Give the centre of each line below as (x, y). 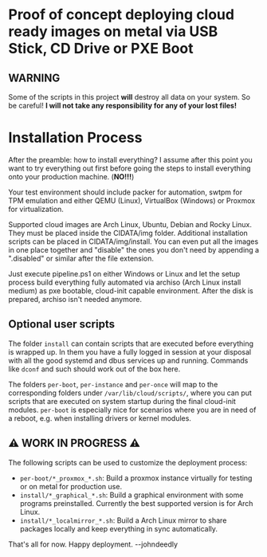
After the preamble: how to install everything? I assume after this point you (130, 159)
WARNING (34, 78)
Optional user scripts (62, 324)
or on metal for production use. (71, 486)
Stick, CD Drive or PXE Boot (101, 49)
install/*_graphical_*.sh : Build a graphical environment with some (132, 495)
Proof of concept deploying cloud (122, 15)
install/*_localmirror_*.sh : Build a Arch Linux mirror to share (123, 520)
